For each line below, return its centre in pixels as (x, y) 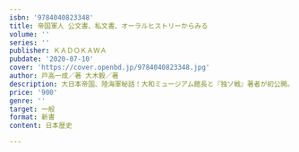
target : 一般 (32, 109)
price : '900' (34, 92)
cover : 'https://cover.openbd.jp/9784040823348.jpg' (110, 68)
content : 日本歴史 (41, 126)
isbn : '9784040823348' (51, 17)
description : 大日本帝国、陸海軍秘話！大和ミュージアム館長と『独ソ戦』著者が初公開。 (152, 84)
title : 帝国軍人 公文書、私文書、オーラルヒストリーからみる (109, 26)
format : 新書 (32, 117)
